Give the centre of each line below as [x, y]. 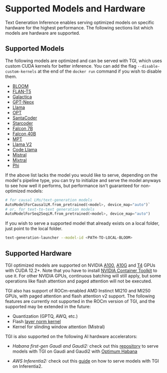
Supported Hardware [39, 253]
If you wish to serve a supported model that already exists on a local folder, [82, 223]
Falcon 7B [23, 128]
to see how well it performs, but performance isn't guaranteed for [73, 186]
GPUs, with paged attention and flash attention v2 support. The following [80, 296]
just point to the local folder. [34, 229]
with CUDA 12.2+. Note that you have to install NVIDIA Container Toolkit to [81, 270]
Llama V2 [22, 144]
